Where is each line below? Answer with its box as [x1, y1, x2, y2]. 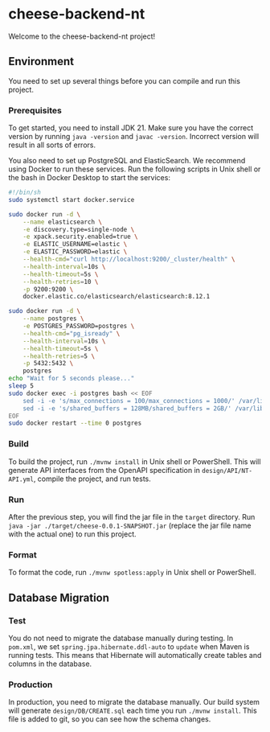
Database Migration [8, 590, 110, 604]
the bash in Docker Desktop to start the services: [8, 173, 171, 183]
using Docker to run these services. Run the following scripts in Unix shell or [8, 164, 261, 174]
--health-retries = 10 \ [22, 278, 99, 286]
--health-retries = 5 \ [22, 352, 95, 360]
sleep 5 [8, 382, 35, 390]
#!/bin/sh [8, 188, 42, 197]
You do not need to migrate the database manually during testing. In [8, 633, 234, 643]
